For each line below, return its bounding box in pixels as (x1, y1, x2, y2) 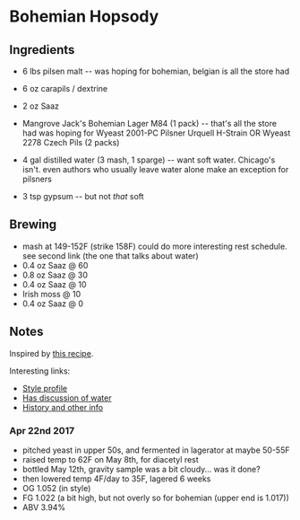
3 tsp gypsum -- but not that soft (21, 191, 145, 201)
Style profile (21, 383, 68, 393)
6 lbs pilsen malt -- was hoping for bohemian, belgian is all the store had (21, 66, 289, 76)
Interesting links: (9, 366, 71, 376)
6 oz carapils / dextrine (21, 84, 108, 93)
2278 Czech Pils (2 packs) (21, 137, 120, 147)
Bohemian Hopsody (9, 6, 159, 27)
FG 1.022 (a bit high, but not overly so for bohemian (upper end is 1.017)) (21, 492, 289, 503)
